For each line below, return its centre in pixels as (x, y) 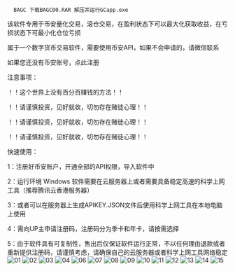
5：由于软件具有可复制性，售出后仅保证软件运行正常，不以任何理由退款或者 (116, 243)
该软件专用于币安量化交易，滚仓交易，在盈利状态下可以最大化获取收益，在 (114, 24)
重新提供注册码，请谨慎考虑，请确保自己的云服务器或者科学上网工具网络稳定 (117, 252)
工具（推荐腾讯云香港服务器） (50, 190)
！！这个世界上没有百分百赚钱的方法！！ (65, 92)
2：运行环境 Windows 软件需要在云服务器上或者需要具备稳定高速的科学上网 (116, 181)
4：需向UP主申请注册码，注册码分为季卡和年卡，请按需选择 (93, 229)
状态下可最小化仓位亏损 (47, 33)
